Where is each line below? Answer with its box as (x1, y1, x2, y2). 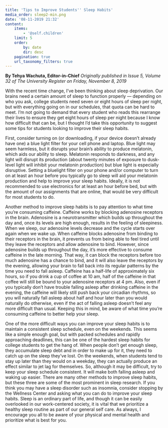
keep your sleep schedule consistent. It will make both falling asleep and (5, 369, 155, 375)
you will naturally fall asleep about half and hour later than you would (5, 295, 147, 301)
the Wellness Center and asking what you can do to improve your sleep (5, 390, 152, 396)
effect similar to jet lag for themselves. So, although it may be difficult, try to (5, 363, 162, 370)
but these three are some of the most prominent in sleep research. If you (5, 380, 155, 386)
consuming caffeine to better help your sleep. (5, 311, 99, 317)
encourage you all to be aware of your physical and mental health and (5, 412, 149, 418)
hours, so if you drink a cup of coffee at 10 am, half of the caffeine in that (5, 273, 156, 280)
